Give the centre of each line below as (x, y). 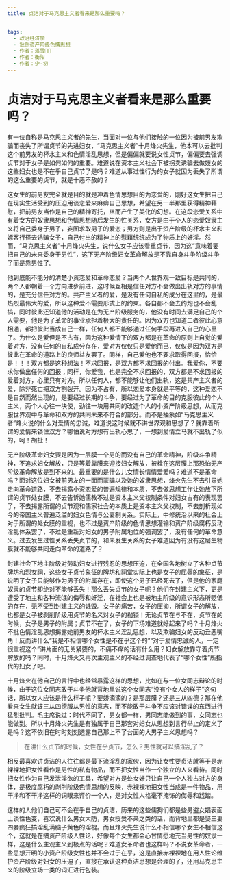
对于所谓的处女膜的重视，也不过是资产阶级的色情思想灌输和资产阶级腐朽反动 (115, 523)
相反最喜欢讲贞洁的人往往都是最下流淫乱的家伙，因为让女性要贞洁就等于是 (112, 761)
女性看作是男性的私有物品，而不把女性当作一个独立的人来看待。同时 (127, 769)
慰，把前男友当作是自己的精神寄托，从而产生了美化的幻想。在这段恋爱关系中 (115, 211)
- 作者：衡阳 (29, 58)
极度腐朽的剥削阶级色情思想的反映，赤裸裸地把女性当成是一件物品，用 (124, 787)
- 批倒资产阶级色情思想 (42, 45)
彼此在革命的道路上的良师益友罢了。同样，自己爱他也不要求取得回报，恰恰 (112, 354)
